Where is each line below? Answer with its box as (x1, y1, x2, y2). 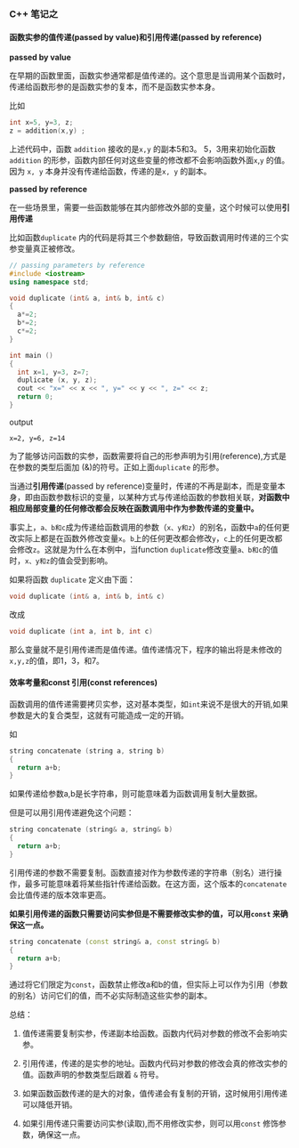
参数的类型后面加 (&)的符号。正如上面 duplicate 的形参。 (16, 461, 224, 473)
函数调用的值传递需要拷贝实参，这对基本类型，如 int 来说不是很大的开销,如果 (9, 699, 289, 709)
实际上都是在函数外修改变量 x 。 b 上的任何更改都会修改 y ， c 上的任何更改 (16, 532, 275, 544)
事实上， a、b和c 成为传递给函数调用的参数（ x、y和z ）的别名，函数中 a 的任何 (9, 521, 282, 532)
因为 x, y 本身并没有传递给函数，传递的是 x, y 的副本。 (9, 166, 212, 176)
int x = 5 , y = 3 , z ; (9, 118, 74, 127)
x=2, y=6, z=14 (9, 433, 66, 442)
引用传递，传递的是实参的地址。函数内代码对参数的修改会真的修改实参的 (21, 1058, 287, 1069)
